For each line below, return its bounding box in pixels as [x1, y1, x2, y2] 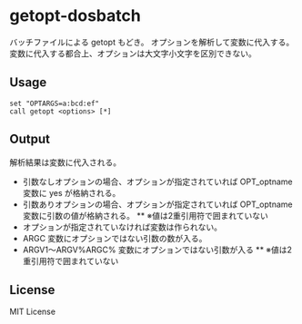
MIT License [9, 306, 56, 318]
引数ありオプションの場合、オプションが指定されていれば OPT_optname [22, 199, 293, 210]
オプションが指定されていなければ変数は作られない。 [22, 221, 223, 232]
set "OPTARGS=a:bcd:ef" [9, 99, 100, 108]
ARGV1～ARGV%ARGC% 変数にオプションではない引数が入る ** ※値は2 [22, 244, 293, 255]
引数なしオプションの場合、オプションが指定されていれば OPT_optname [22, 176, 293, 187]
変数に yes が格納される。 [22, 187, 121, 198]
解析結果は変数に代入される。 [9, 156, 121, 168]
